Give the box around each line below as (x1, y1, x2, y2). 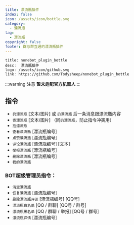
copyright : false (5, 40, 41, 45)
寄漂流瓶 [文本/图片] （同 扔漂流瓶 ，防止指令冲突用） (12, 117, 115, 123)
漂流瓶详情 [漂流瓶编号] (12, 214, 57, 221)
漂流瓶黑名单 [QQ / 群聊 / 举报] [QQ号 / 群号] (12, 208, 99, 214)
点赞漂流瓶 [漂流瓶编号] (12, 135, 57, 141)
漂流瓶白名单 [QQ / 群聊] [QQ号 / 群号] (12, 202, 87, 208)
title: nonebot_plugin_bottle (5, 57, 68, 62)
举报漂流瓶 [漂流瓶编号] (12, 147, 57, 153)
